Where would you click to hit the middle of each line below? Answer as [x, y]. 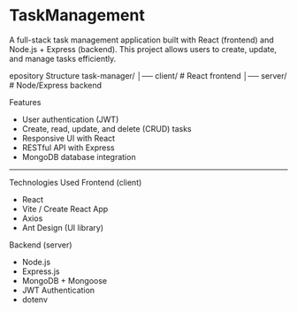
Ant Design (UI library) [63, 227]
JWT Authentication [58, 290]
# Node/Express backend [56, 85]
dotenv [35, 299]
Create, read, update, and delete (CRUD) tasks [107, 128]
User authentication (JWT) [70, 119]
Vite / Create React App [65, 209]
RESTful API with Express [68, 148]
